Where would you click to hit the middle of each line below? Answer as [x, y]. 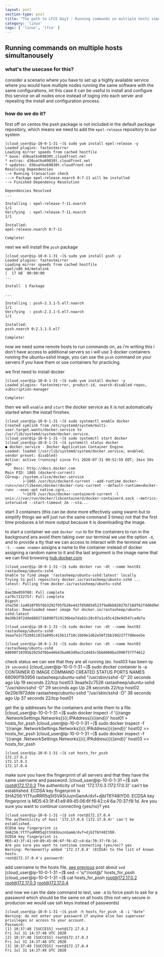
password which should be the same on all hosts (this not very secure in [78, 898]
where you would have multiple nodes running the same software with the [79, 85]
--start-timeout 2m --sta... [59, 503]
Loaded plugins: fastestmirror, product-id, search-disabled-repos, [76, 385]
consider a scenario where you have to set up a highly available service [77, 80]
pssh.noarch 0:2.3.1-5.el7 [32, 329]
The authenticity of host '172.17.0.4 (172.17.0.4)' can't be [70, 820]
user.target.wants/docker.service [40, 430]
